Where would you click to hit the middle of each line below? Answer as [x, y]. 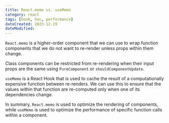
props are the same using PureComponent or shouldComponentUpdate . [75, 69]
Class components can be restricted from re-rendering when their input [80, 64]
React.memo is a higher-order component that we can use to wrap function [82, 43]
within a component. [26, 115]
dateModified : [20, 29]
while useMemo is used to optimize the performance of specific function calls [84, 110]
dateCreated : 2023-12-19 [31, 24]
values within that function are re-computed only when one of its [73, 89]
